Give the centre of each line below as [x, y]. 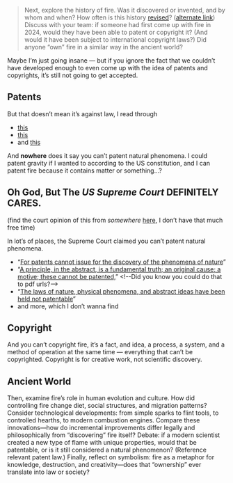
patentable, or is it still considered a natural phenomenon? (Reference [107, 450]
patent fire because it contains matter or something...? [85, 171]
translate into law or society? [49, 472]
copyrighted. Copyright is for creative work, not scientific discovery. [105, 359]
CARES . [24, 204]
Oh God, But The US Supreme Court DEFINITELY [113, 192]
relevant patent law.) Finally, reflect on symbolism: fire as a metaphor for [111, 457]
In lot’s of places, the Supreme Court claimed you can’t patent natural [106, 241]
